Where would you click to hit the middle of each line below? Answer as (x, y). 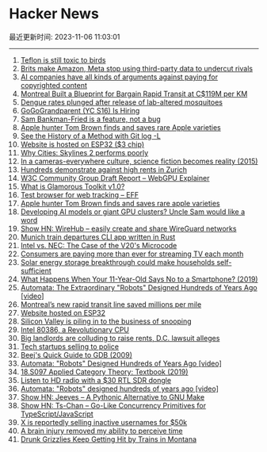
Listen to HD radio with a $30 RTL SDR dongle (96, 380)
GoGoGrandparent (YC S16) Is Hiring (80, 110)
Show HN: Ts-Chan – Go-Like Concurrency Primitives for (113, 405)
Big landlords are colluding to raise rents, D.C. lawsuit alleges (120, 338)
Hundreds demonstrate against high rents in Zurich (104, 169)
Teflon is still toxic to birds (63, 59)
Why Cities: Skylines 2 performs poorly (84, 152)
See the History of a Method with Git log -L (90, 136)
